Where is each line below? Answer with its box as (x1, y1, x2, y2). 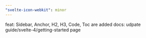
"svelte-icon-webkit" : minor (5, 7, 67, 13)
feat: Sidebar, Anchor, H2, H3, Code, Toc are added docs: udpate (5, 21, 141, 27)
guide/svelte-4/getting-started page (5, 26, 81, 33)
